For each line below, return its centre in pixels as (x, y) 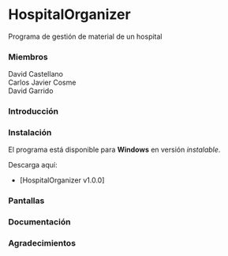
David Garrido (31, 91)
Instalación (30, 133)
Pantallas (26, 201)
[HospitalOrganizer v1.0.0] (62, 180)
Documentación (39, 222)
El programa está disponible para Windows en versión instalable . (114, 150)
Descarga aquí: (33, 165)
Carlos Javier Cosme (42, 83)
